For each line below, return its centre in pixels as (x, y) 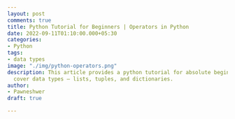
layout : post (26, 14)
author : (19, 85)
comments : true (29, 20)
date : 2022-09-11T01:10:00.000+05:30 (62, 33)
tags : (15, 53)
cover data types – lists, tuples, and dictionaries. (93, 79)
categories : (24, 40)
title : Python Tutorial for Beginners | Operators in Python (98, 27)
